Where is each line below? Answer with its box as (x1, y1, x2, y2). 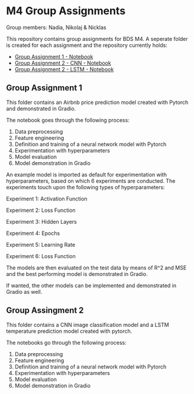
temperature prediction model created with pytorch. (6, 328, 132, 335)
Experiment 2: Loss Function (6, 206, 76, 214)
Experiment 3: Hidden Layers (6, 218, 77, 225)
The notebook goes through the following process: (6, 116, 130, 123)
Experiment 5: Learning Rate (6, 241, 76, 248)
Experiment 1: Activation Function (6, 195, 88, 202)
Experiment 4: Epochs (6, 230, 60, 237)
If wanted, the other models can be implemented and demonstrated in (6, 282, 176, 289)
